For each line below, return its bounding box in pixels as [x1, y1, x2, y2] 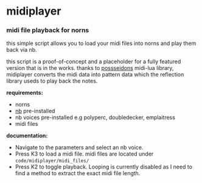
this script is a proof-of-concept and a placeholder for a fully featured [6, 58, 181, 65]
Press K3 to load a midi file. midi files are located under [15, 150, 154, 157]
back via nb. [6, 46, 38, 54]
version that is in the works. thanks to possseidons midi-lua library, [6, 64, 174, 72]
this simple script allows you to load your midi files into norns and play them [6, 40, 197, 47]
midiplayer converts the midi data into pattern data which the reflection [6, 71, 184, 78]
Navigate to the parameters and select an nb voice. [15, 144, 144, 151]
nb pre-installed [15, 108, 55, 115]
